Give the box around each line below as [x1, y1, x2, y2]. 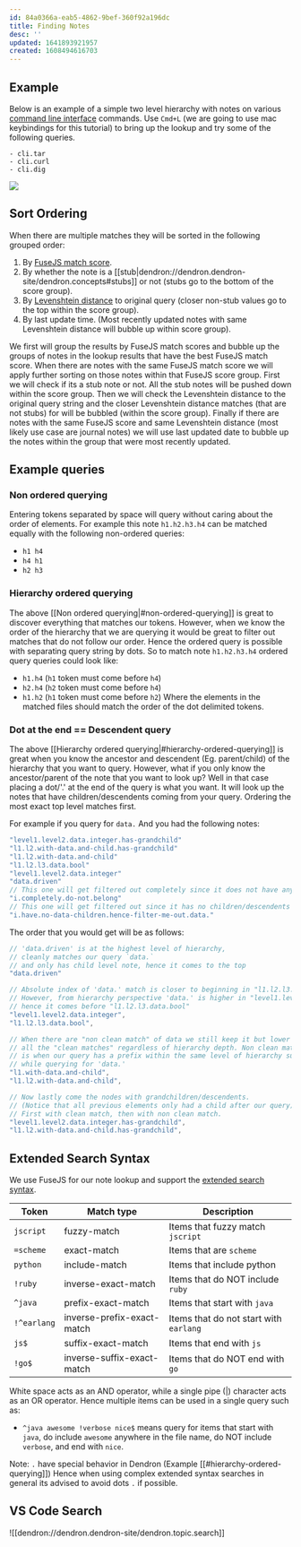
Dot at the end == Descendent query [9, 723, 172, 736]
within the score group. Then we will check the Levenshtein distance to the [9, 388, 287, 399]
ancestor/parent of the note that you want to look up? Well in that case [9, 773, 270, 783]
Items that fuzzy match [168, 1221, 266, 1233]
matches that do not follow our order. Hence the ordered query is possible [9, 635, 283, 646]
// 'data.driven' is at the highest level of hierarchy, [9, 944, 227, 953]
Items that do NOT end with [168, 1353, 285, 1365]
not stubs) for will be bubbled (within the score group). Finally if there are [9, 407, 279, 418]
